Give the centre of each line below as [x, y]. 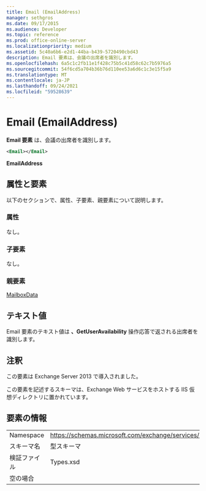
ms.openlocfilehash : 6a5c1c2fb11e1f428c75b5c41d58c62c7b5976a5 [89, 63]
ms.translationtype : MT [37, 75]
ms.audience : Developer [37, 29]
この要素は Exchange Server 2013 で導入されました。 [74, 376]
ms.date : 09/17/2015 [33, 23]
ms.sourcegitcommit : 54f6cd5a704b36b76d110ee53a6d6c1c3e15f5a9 [89, 69]
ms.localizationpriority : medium [49, 47]
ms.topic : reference [33, 35]
